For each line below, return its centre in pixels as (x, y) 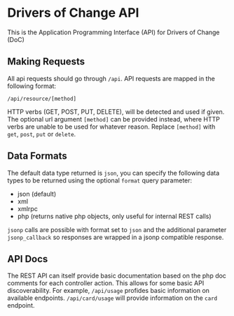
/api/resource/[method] (42, 99)
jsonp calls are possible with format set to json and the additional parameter (117, 229)
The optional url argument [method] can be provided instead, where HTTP (114, 119)
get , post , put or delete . (42, 134)
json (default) (37, 194)
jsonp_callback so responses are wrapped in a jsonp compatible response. (116, 237)
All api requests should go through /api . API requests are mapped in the (111, 78)
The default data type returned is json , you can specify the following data (113, 173)
